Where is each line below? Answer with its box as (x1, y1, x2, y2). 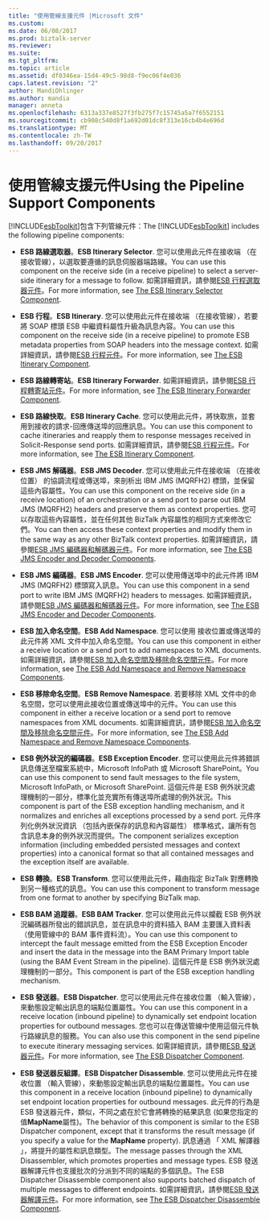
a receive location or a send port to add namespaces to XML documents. (19, 646, 262, 655)
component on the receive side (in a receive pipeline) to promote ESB (19, 331, 251, 340)
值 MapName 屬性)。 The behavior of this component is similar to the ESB (19, 1117, 259, 1127)
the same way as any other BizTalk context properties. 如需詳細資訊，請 (19, 534, 259, 544)
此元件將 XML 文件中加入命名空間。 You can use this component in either (19, 637, 261, 646)
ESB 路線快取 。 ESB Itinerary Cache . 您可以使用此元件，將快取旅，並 (19, 411, 249, 421)
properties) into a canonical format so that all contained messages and (19, 848, 255, 858)
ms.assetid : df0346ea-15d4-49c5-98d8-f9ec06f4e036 (8, 72, 181, 80)
